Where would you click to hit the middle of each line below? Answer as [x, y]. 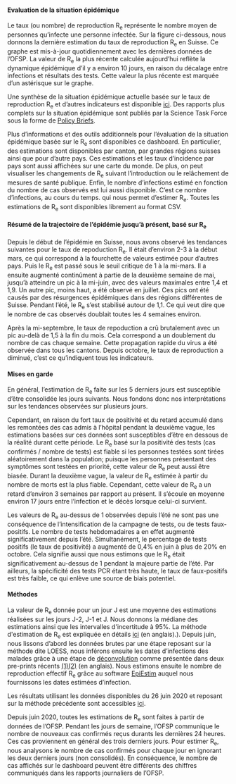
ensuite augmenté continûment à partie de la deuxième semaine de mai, [112, 275]
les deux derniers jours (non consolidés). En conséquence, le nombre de [112, 758]
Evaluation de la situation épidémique [63, 10]
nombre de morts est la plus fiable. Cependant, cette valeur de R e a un [109, 486]
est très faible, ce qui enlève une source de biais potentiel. [92, 578]
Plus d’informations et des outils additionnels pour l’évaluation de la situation [118, 135]
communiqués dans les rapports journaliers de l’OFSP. [86, 773]
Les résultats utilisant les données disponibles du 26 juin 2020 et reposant [115, 696]
